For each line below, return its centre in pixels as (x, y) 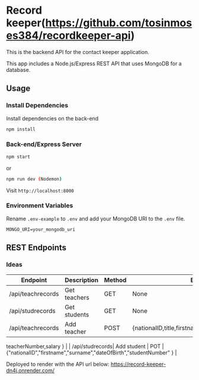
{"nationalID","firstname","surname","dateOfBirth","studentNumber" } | (92, 352)
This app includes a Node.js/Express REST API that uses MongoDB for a (94, 64)
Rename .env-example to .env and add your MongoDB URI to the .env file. (96, 218)
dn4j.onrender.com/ (31, 370)
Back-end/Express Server (44, 144)
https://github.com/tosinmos (119, 23)
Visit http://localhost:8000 (40, 190)
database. (18, 69)
